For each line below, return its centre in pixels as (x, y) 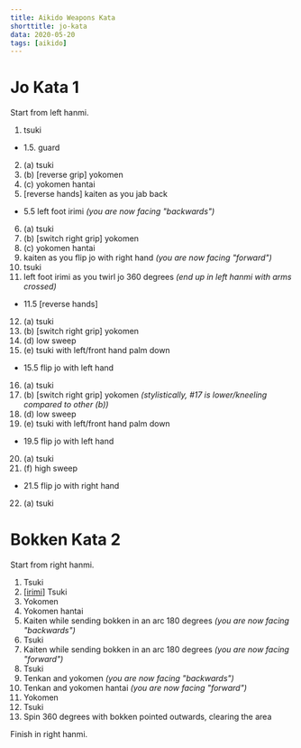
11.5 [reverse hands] (60, 304)
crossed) (40, 286)
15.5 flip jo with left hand (68, 368)
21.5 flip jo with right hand (71, 486)
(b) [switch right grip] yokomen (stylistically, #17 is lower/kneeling (145, 395)
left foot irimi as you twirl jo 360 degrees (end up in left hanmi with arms (157, 277)
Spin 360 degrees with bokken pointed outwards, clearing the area (147, 717)
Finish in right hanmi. (49, 734)
